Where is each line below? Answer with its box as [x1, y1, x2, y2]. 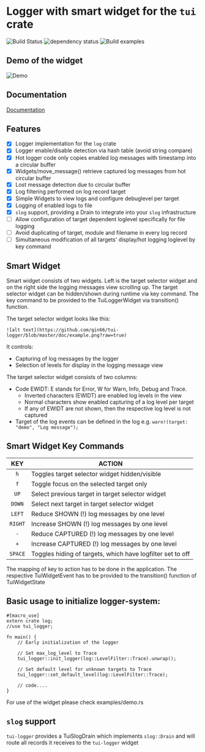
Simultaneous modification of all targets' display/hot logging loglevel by [15, 236, 196, 243]
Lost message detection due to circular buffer [15, 181, 131, 188]
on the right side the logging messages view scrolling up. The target [6, 283, 178, 291]
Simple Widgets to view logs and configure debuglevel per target [15, 195, 179, 202]
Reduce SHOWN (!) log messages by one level [31, 509, 165, 518]
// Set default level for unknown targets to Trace [17, 666, 152, 672]
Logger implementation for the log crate [15, 140, 116, 147]
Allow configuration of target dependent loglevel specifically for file [15, 215, 185, 222]
